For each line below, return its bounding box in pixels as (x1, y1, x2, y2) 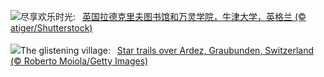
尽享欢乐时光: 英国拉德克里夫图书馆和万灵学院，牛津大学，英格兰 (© (20, 11, 307, 22)
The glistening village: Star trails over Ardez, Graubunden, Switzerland (20, 45, 315, 56)
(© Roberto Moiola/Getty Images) (10, 55, 149, 67)
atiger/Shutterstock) (10, 22, 93, 34)
